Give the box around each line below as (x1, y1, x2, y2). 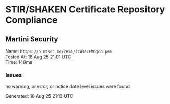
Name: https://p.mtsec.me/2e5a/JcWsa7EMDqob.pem (5, 48, 112, 54)
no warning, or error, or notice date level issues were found (5, 83, 130, 90)
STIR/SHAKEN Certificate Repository (5, 4, 165, 15)
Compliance (5, 14, 58, 26)
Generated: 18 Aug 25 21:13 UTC (5, 93, 74, 99)
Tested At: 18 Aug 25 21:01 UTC (5, 54, 71, 60)
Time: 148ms (5, 59, 32, 65)
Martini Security (5, 35, 58, 43)
